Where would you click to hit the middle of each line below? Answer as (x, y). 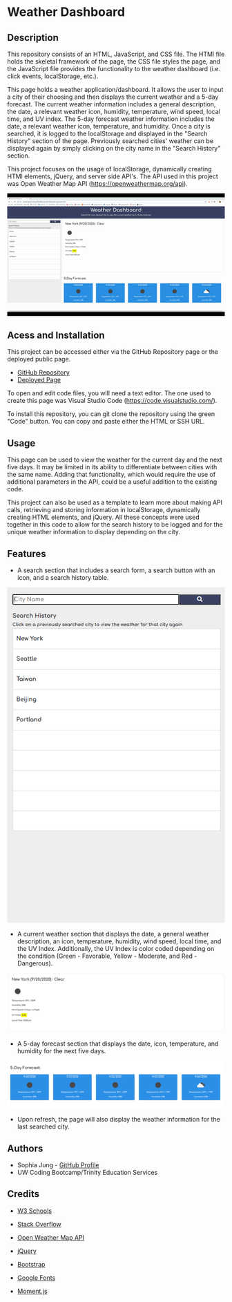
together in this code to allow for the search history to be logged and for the (115, 525)
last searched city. (43, 1126)
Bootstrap (31, 1264)
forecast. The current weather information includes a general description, (112, 104)
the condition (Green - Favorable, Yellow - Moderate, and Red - (107, 956)
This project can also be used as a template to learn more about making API (115, 502)
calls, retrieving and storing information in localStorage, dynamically (104, 510)
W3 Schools (35, 1211)
